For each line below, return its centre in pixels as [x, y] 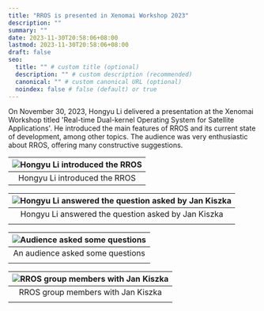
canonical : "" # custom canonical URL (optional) [98, 82]
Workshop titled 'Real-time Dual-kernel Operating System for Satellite [121, 120]
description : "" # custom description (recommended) [104, 74]
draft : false [30, 52]
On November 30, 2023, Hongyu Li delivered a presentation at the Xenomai [131, 112]
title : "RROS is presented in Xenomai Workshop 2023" [99, 15]
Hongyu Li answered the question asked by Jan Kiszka [122, 214]
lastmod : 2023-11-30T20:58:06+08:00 [68, 45]
